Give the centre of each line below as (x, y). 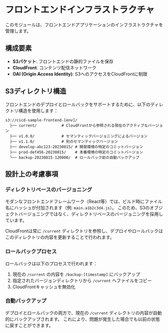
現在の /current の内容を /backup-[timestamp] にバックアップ (76, 274)
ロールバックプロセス (31, 252)
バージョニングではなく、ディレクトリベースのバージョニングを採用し (91, 214)
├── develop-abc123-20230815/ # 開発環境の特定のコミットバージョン (76, 147)
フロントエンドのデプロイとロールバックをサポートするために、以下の (78, 104)
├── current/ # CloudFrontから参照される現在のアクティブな (79, 126)
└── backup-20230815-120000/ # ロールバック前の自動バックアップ (75, 157)
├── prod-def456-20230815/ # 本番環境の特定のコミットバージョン (76, 152)
